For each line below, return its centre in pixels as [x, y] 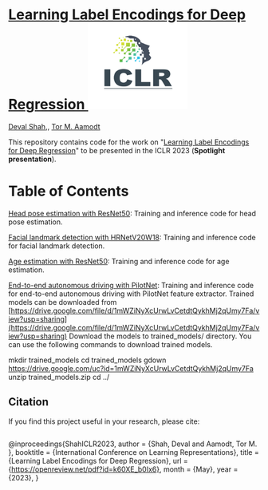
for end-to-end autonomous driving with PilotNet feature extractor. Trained [131, 294]
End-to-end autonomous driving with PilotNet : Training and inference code [131, 285]
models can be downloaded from [63, 302]
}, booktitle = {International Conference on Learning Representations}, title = [134, 452]
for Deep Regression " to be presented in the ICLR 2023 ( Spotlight [117, 150]
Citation [29, 402]
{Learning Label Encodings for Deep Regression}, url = [99, 460]
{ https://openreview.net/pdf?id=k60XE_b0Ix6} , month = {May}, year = [123, 469]
